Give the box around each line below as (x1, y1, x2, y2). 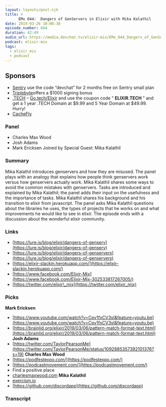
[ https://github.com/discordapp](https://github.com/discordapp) (12, 383, 143, 389)
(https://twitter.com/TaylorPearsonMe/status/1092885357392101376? (12, 346, 154, 352)
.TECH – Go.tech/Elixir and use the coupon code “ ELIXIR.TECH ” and (12, 95, 154, 101)
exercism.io (12, 378, 36, 384)
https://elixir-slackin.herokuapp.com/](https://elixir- (14, 261, 119, 267)
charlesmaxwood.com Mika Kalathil (12, 372, 86, 378)
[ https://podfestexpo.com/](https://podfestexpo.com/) (12, 357, 123, 362)
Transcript (5, 395, 31, 402)
